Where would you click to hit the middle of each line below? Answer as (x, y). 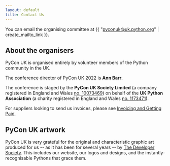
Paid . (11, 114)
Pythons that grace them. (60, 158)
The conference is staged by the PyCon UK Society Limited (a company (81, 88)
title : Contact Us (25, 15)
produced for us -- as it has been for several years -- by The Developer (80, 147)
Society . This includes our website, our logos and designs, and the (75, 153)
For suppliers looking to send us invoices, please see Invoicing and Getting (83, 108)
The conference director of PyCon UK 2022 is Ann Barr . (64, 78)
